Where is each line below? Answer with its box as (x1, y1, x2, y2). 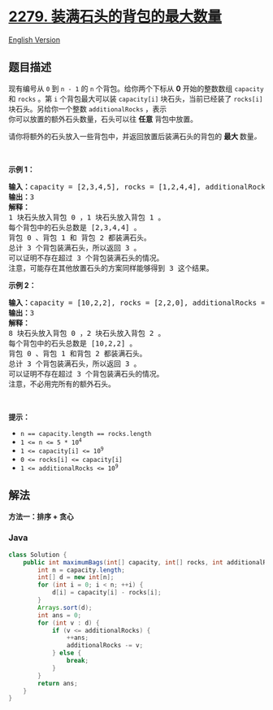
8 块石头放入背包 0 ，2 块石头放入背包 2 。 (8, 329, 166, 338)
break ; (66, 656, 89, 665)
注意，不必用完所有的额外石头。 (8, 379, 115, 389)
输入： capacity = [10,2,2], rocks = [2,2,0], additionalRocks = (8, 298, 266, 307)
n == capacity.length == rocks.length (19, 429, 152, 438)
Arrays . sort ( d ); (37, 603, 93, 612)
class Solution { (8, 551, 67, 559)
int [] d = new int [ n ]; (37, 573, 115, 582)
